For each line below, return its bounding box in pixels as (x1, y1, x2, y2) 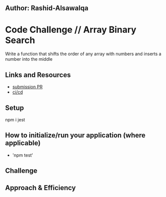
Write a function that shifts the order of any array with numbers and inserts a (5, 51, 162, 57)
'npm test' (12, 152, 33, 158)
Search (5, 34, 36, 46)
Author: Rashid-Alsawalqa (5, 4, 89, 12)
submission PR (12, 84, 43, 90)
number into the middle (5, 56, 53, 62)
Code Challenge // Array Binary (5, 24, 137, 35)
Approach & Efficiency (5, 184, 76, 192)
